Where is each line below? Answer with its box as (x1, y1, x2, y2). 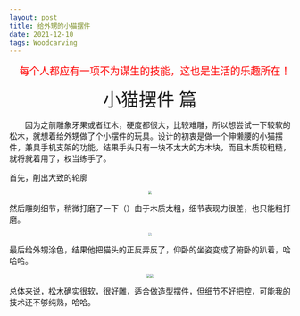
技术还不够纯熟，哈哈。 (9, 297, 96, 308)
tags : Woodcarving (9, 38, 78, 47)
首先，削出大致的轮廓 (9, 172, 87, 184)
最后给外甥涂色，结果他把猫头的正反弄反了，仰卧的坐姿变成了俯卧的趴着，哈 (9, 244, 291, 255)
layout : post (9, 13, 58, 22)
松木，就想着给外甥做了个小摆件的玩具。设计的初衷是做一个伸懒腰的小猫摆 (9, 131, 283, 141)
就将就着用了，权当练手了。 (9, 153, 112, 164)
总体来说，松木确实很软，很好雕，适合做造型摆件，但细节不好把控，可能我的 (9, 286, 291, 296)
